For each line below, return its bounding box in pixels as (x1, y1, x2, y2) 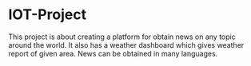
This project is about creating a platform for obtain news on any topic (8, 32, 236, 41)
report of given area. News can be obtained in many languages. (8, 49, 218, 58)
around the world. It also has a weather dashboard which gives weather (8, 40, 245, 49)
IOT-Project (8, 6, 86, 24)
